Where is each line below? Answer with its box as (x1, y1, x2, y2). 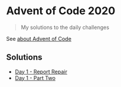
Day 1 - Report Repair (14, 68, 67, 75)
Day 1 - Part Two (14, 74, 55, 81)
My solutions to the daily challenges (20, 24, 110, 31)
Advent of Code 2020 (6, 4, 116, 18)
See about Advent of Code (6, 35, 72, 42)
